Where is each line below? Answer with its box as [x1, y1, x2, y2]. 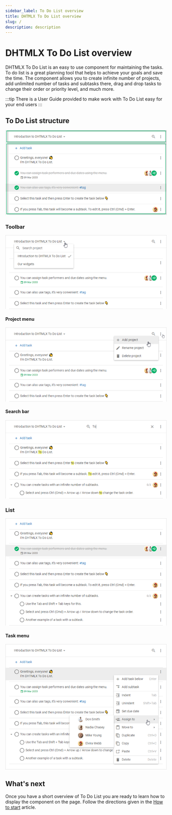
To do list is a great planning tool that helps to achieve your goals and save [5, 70, 163, 76]
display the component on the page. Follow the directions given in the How [5, 799, 163, 805]
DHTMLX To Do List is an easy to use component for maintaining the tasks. [5, 64, 164, 70]
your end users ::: [5, 102, 42, 108]
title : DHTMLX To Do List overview [5, 13, 81, 19]
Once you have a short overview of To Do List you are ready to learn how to [5, 793, 165, 799]
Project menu [5, 316, 35, 322]
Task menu [5, 632, 30, 638]
